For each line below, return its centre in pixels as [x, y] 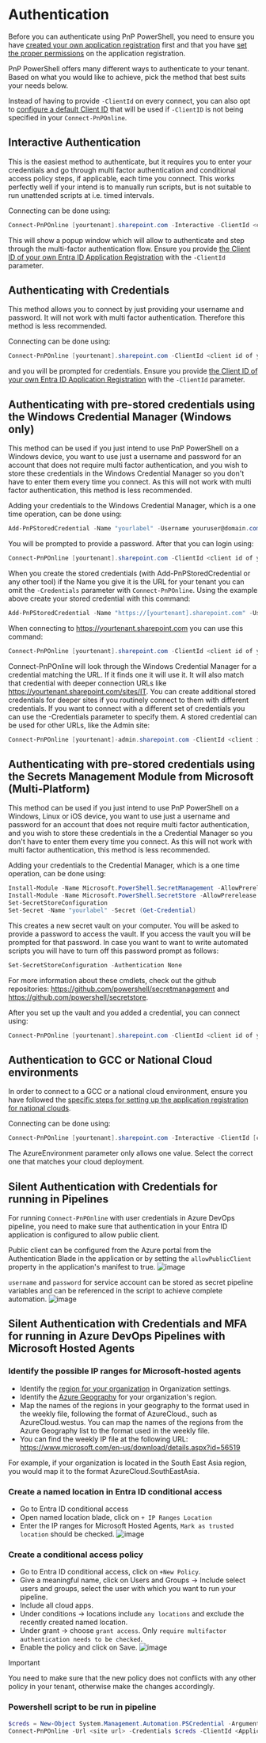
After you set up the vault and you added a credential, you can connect [124, 1012]
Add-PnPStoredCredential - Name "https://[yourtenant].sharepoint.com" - [131, 613]
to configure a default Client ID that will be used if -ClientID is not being [126, 109]
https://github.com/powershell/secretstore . [78, 997]
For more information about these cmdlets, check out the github [112, 980]
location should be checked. [67, 1534]
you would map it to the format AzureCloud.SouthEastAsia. [104, 1471]
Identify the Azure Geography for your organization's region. [118, 1397]
